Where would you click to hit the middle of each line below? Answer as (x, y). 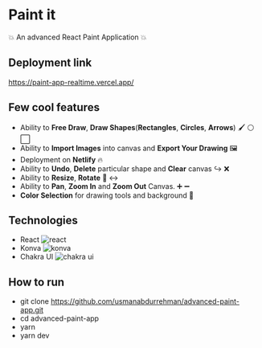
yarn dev (35, 336)
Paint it (32, 15)
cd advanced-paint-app (59, 318)
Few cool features (54, 107)
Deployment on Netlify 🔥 (61, 159)
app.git (32, 310)
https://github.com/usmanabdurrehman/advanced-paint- (145, 301)
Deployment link (50, 63)
